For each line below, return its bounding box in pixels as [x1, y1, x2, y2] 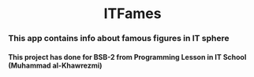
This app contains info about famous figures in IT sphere [8, 33, 230, 44]
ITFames [103, 5, 162, 23]
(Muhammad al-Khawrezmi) [8, 60, 103, 70]
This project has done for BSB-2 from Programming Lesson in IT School [8, 52, 247, 61]
